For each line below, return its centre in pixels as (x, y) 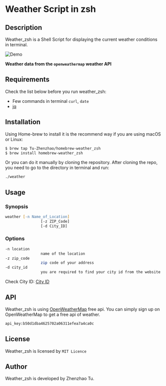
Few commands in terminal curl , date (51, 101)
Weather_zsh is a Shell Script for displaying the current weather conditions (81, 39)
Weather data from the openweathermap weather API (58, 64)
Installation (23, 122)
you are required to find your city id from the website (101, 272)
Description (24, 28)
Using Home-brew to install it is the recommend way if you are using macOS (83, 134)
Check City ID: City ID (27, 282)
